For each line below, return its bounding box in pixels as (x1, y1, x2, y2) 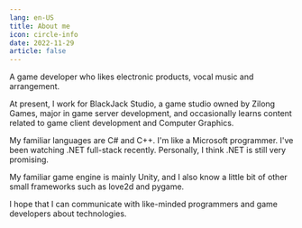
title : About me (9, 22, 70, 31)
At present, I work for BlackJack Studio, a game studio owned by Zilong (9, 98, 276, 109)
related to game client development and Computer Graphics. (9, 118, 234, 129)
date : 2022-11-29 (9, 38, 75, 48)
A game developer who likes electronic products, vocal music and (9, 71, 254, 82)
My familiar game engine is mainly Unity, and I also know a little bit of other (9, 172, 288, 183)
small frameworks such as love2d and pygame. (9, 181, 185, 192)
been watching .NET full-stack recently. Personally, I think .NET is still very (9, 145, 287, 156)
